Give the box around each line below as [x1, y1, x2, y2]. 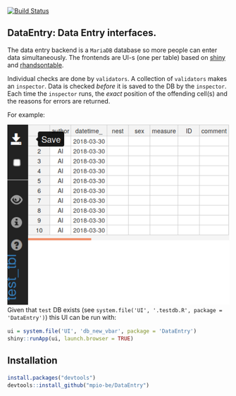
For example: [7, 110, 46, 119]
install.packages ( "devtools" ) [7, 374, 97, 381]
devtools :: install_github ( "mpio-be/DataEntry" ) [7, 381, 150, 389]
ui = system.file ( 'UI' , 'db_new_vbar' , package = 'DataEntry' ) [7, 328, 197, 335]
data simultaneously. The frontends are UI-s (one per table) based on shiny [7, 53, 225, 61]
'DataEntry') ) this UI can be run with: [7, 314, 117, 322]
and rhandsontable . [7, 61, 64, 69]
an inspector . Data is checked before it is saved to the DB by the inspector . [7, 82, 227, 90]
